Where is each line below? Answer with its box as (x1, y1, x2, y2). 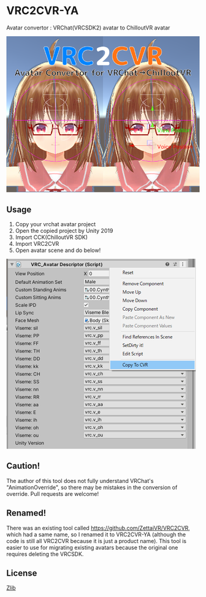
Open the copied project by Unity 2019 (15, 227, 113, 235)
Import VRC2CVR (15, 240, 59, 248)
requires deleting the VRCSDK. (6, 550, 84, 558)
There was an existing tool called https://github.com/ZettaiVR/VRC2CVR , (6, 524, 190, 531)
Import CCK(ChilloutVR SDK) (15, 234, 88, 241)
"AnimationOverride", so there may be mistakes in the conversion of (6, 484, 178, 491)
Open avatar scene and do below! (15, 246, 101, 254)
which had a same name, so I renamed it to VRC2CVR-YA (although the (6, 531, 186, 538)
